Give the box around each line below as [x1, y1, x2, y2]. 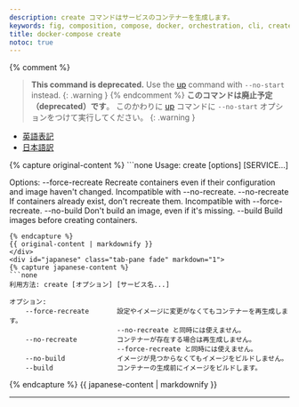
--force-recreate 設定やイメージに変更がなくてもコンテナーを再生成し [25, 307, 282, 316]
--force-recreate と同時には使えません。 [117, 345, 258, 354]
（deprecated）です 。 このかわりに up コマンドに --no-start [30, 101, 258, 112]
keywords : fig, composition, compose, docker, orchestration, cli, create [9, 21, 293, 30]
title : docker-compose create [9, 29, 122, 38]
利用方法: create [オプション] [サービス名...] [9, 281, 171, 290]
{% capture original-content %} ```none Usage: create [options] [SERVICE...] [9, 160, 289, 171]
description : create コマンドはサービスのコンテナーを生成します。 [9, 12, 234, 22]
